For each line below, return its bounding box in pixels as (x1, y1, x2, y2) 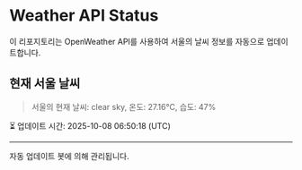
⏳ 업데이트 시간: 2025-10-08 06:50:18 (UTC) (9, 120, 171, 131)
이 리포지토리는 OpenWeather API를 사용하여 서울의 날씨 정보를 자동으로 (9, 36, 265, 47)
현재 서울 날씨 (9, 76, 81, 91)
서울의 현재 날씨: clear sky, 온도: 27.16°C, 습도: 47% (31, 101, 217, 112)
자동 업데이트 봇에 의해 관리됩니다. (9, 150, 129, 161)
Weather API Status (9, 5, 159, 26)
